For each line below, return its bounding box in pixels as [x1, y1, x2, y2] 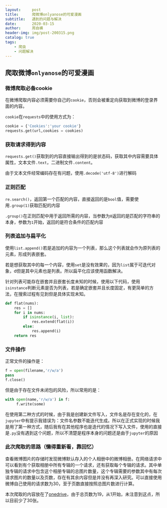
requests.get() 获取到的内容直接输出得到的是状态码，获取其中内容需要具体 [5, 153, 159, 159]
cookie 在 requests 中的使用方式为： [5, 114, 76, 120]
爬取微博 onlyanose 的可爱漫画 [5, 68, 94, 77]
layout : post [5, 7, 41, 12]
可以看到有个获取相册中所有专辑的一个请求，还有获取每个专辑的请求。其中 [5, 462, 158, 468]
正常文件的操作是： [5, 358, 45, 364]
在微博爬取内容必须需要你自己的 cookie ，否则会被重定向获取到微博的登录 [5, 97, 154, 103]
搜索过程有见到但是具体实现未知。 [18, 291, 88, 297]
